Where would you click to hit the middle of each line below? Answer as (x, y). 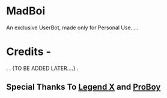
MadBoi (26, 11)
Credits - (29, 52)
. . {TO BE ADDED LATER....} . (42, 68)
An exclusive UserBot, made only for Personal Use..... (72, 27)
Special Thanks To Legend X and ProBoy (83, 87)
